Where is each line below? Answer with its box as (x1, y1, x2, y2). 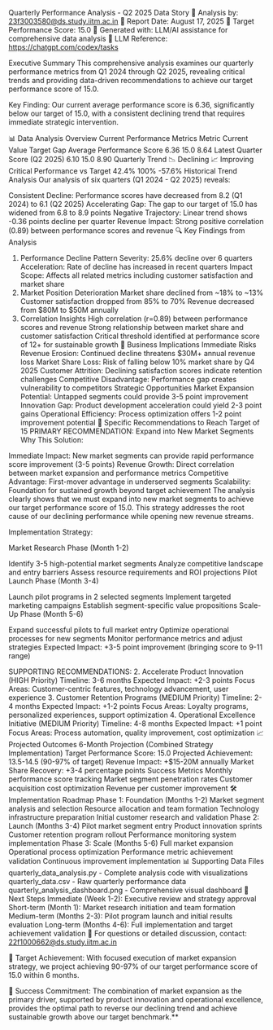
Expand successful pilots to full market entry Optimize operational (8, 625, 229, 635)
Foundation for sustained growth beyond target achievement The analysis (8, 486, 256, 495)
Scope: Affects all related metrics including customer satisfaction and (19, 271, 253, 280)
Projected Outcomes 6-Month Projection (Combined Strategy (8, 740, 214, 749)
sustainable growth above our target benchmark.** (8, 1012, 179, 1022)
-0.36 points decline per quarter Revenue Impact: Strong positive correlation (8, 217, 264, 226)
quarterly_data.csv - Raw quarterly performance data (8, 877, 187, 886)
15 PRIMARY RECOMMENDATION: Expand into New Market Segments (19, 426, 254, 436)
